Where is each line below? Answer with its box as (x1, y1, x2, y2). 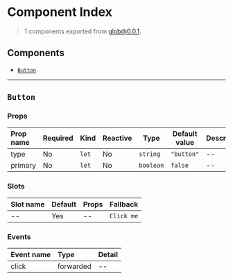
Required (42, 133, 74, 143)
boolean (138, 161, 164, 170)
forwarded (58, 261, 92, 271)
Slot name (10, 199, 45, 209)
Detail (98, 250, 119, 260)
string (138, 150, 161, 158)
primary (10, 161, 37, 170)
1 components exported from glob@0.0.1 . (24, 27, 142, 35)
